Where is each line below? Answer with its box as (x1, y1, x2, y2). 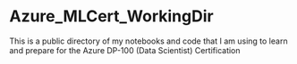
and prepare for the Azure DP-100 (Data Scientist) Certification (9, 44, 241, 55)
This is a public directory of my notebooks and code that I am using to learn (9, 36, 288, 46)
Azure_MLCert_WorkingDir (9, 6, 214, 27)
